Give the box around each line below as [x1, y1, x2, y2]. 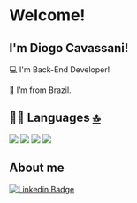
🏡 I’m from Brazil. [9, 85, 72, 95]
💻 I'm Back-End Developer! [9, 64, 110, 75]
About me [9, 161, 65, 176]
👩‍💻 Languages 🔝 [9, 110, 102, 125]
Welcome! [9, 5, 86, 26]
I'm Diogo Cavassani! [9, 41, 129, 56]
